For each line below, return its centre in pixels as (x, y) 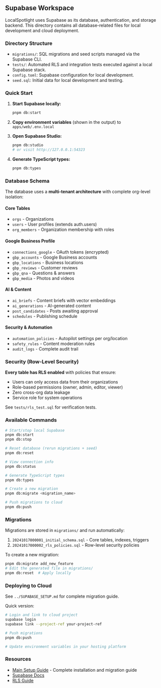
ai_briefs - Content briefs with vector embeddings (64, 300)
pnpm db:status (21, 466)
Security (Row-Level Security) (42, 361)
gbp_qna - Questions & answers (43, 273)
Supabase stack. (29, 70)
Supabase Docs (28, 675)
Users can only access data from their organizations (65, 382)
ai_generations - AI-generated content (52, 306)
